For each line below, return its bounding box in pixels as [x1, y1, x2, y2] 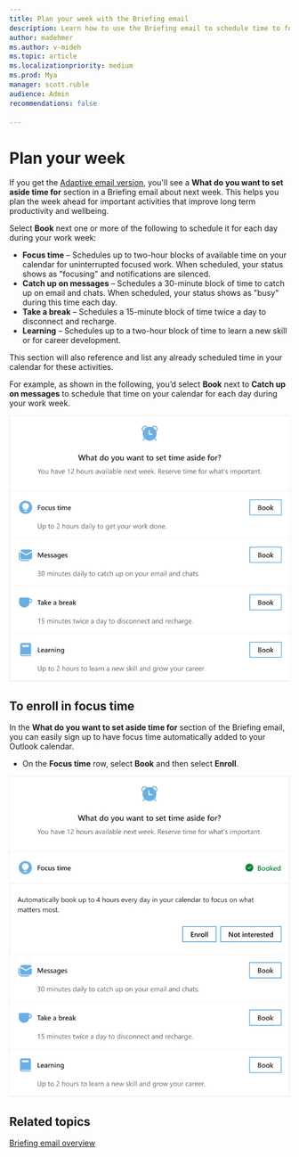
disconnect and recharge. [21, 316, 117, 327]
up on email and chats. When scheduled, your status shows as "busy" [21, 288, 279, 299]
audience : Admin [9, 89, 69, 98]
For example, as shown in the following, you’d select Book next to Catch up [9, 379, 287, 390]
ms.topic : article [9, 52, 77, 62]
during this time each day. [21, 297, 118, 308]
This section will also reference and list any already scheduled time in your [9, 352, 283, 363]
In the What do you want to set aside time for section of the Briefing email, [9, 722, 286, 733]
